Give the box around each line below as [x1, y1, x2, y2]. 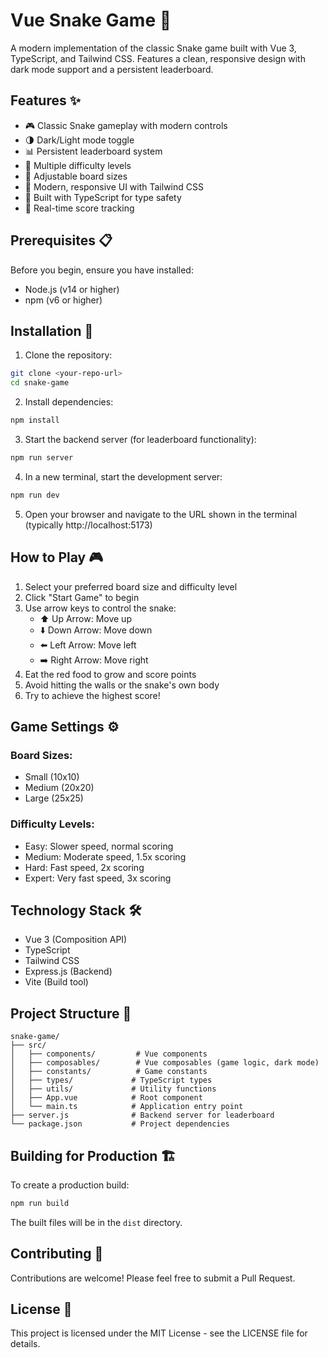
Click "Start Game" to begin [24, 591, 140, 603]
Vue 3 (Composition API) [24, 934, 128, 946]
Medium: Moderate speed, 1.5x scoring [24, 850, 187, 863]
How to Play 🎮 [10, 549, 104, 566]
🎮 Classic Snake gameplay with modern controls [24, 119, 228, 131]
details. [10, 1338, 41, 1350]
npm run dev [10, 490, 60, 500]
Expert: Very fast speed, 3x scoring [24, 872, 172, 884]
